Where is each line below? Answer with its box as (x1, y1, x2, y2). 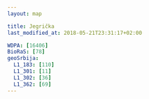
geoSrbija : (7, 55, 39, 62)
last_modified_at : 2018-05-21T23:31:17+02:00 (7, 29, 142, 36)
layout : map (7, 10, 42, 17)
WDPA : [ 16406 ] (7, 42, 49, 49)
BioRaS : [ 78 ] (7, 48, 45, 56)
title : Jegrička (7, 22, 55, 30)
